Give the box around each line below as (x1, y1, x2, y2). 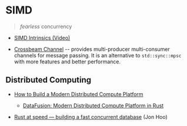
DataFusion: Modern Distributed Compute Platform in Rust (22, 102, 164, 109)
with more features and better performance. (14, 58, 121, 65)
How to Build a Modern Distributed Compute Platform (14, 90, 143, 97)
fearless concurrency (19, 23, 72, 30)
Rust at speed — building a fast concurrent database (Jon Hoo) (14, 113, 168, 120)
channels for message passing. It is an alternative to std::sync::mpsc (14, 52, 182, 59)
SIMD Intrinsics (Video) (14, 34, 71, 41)
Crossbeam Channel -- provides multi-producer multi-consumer (14, 45, 170, 53)
